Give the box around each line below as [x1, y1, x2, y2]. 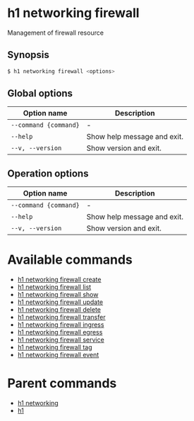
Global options [7, 87, 73, 100]
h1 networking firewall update [17, 298, 104, 306]
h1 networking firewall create [17, 275, 102, 284]
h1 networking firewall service [17, 335, 104, 344]
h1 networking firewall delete [17, 305, 101, 314]
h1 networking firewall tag [17, 343, 92, 352]
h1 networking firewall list [17, 283, 92, 291]
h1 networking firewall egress [17, 328, 103, 337]
